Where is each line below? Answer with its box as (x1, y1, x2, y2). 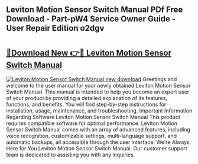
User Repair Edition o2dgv (6, 23, 105, 33)
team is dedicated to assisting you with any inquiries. (6, 151, 135, 158)
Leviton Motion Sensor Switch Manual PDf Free (6, 5, 183, 15)
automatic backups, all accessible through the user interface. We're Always (6, 139, 190, 146)
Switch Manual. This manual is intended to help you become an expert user (6, 88, 190, 95)
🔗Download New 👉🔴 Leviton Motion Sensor (6, 47, 172, 58)
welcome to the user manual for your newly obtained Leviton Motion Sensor (6, 82, 191, 89)
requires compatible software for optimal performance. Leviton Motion (6, 120, 177, 127)
